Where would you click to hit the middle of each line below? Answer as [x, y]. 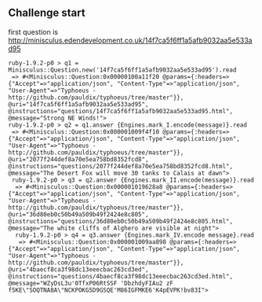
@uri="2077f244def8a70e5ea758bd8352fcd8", [78, 159]
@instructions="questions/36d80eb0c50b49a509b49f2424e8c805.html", [121, 221]
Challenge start [47, 13]
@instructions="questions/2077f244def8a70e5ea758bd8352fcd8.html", [121, 166]
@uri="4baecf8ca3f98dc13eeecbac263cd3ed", [78, 269]
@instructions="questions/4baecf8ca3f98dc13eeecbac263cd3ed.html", [121, 276]
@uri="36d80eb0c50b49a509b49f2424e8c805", [78, 214]
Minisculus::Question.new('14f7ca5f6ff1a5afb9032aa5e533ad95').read [122, 70]
